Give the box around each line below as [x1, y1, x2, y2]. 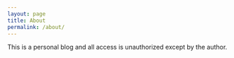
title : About [7, 17, 46, 24]
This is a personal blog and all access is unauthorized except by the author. [7, 43, 228, 52]
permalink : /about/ [7, 23, 65, 30]
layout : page [7, 10, 46, 18]
